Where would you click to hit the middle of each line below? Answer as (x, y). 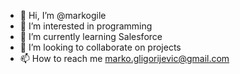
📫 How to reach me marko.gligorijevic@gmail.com (124, 58)
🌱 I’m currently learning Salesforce (91, 36)
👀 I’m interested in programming (86, 26)
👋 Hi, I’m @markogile (63, 15)
